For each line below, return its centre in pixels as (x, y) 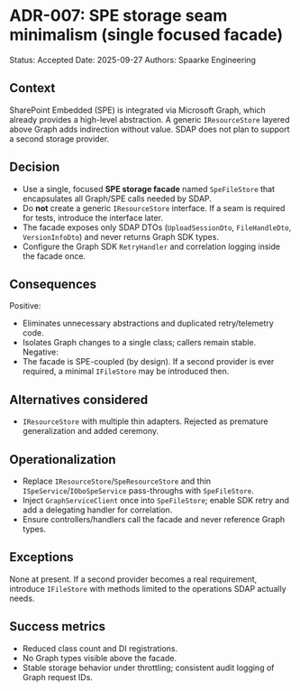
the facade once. (54, 256)
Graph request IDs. (57, 677)
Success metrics (58, 627)
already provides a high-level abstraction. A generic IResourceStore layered (150, 119)
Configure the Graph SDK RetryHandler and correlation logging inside (151, 246)
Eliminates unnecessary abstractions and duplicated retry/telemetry (148, 323)
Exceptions (41, 557)
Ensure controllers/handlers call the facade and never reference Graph (154, 519)
